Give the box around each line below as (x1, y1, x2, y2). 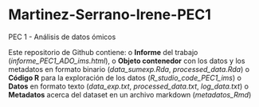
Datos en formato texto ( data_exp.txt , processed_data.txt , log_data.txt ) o (8, 81, 249, 91)
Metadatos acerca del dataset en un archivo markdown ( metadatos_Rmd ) (8, 89, 252, 99)
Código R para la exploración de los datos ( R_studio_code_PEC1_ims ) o (8, 73, 241, 82)
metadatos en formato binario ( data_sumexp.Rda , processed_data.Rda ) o (8, 64, 249, 73)
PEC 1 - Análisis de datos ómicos (8, 32, 116, 42)
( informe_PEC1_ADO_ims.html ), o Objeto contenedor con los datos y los (8, 56, 245, 65)
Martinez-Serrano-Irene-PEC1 (8, 6, 211, 24)
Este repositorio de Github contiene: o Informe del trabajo (8, 47, 198, 57)
